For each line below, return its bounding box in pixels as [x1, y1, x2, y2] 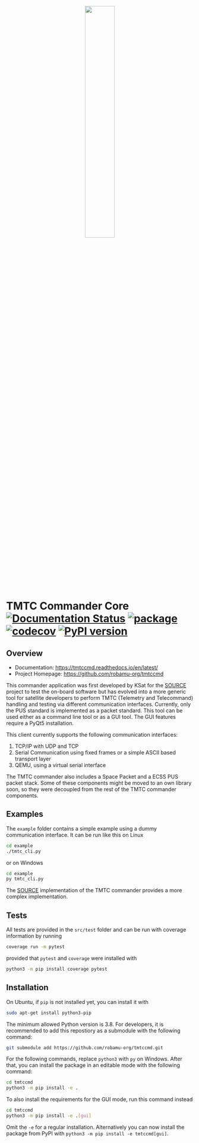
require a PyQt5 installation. [6, 719, 74, 727]
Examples [6, 809, 43, 819]
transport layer [14, 755, 52, 762]
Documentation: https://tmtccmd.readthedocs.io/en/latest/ [14, 664, 159, 671]
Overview [6, 648, 43, 658]
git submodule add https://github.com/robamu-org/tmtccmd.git [6, 1044, 163, 1051]
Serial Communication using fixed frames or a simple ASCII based [14, 749, 176, 756]
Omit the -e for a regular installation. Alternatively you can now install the [6, 1123, 185, 1131]
